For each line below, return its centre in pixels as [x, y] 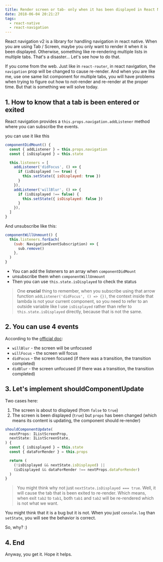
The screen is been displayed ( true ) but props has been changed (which [84, 415]
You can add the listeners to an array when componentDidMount [74, 271]
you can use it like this [27, 136]
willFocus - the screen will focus [45, 353]
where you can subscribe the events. [42, 126]
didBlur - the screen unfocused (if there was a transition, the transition [83, 368]
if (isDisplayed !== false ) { [48, 194]
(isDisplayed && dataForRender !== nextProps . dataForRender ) [77, 470]
